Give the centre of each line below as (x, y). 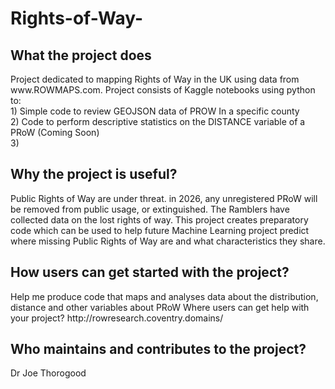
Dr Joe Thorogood (48, 373)
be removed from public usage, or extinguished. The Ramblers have (150, 209)
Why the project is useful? (94, 174)
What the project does (81, 55)
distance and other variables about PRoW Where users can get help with (160, 307)
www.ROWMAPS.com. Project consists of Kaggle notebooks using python (163, 90)
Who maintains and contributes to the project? (158, 349)
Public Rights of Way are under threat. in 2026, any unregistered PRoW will (164, 198)
